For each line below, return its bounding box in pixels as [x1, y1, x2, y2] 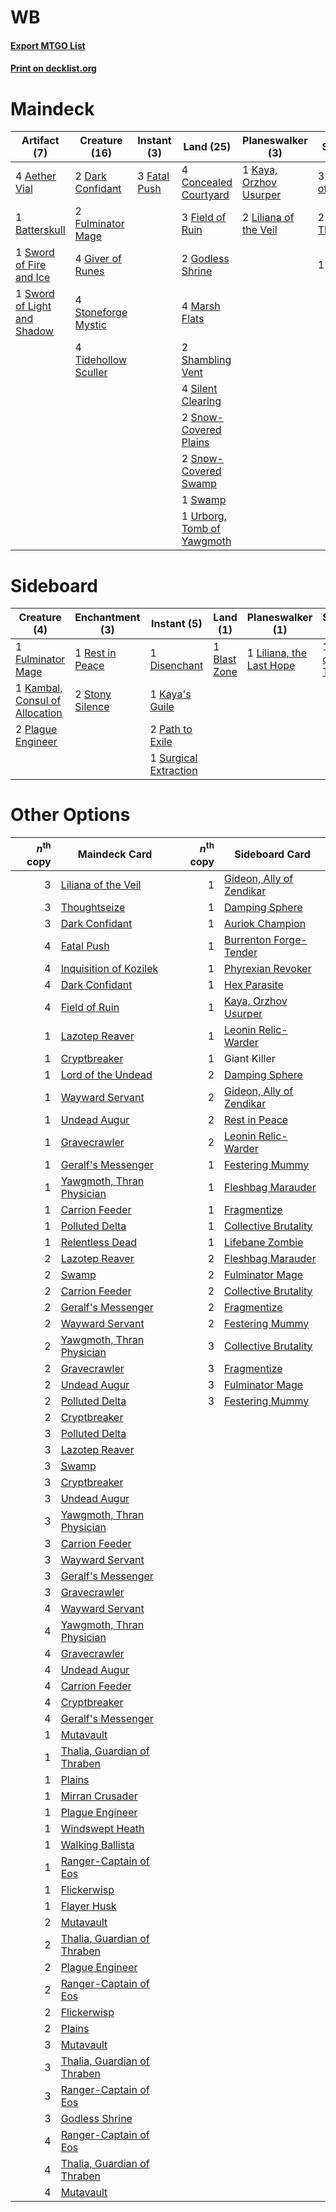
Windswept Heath [60, 1821, 145, 1835]
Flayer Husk [60, 1899, 117, 1913]
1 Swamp [181, 493, 227, 507]
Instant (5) [151, 617, 203, 631]
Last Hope [246, 659, 296, 673]
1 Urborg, [181, 509, 227, 523]
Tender [224, 945, 258, 959]
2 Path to [149, 722, 193, 736]
